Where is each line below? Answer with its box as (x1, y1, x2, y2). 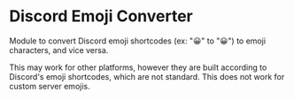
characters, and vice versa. (9, 44, 109, 55)
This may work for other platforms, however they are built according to (9, 62, 267, 73)
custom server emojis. (9, 81, 90, 91)
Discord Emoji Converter (9, 6, 193, 27)
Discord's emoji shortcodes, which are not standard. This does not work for (9, 71, 285, 81)
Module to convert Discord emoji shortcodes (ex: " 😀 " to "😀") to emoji (9, 35, 267, 46)
